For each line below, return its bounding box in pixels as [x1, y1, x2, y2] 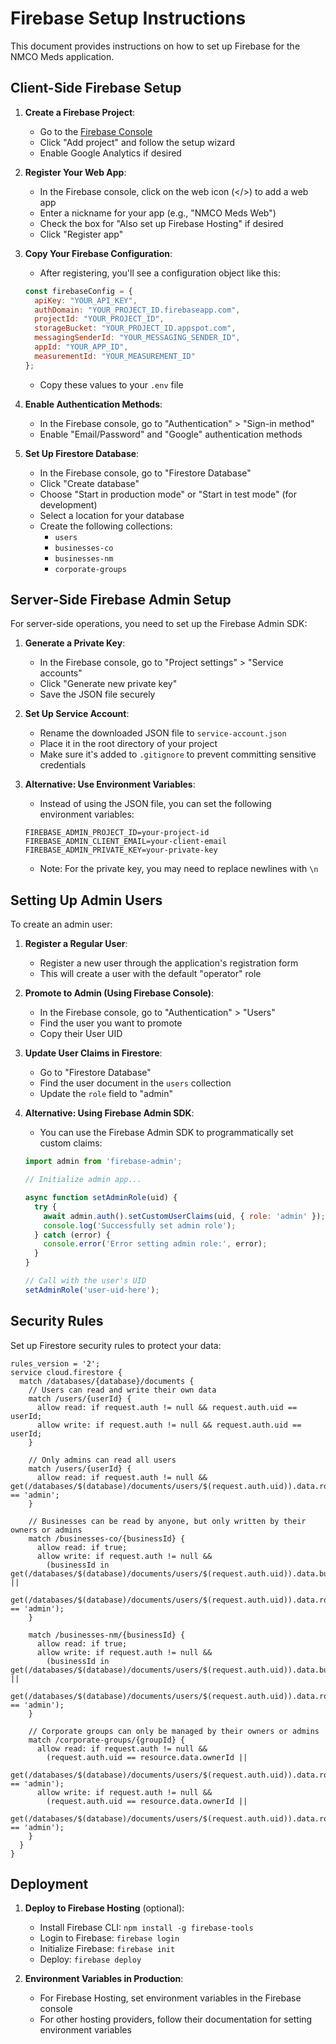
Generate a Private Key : [24, 637, 126, 649]
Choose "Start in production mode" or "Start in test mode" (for [39, 488, 297, 500]
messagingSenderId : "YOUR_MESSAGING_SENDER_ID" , [34, 333, 241, 343]
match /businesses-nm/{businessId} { [28, 1630, 186, 1640]
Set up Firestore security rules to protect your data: [10, 1339, 222, 1351]
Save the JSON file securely [39, 688, 156, 701]
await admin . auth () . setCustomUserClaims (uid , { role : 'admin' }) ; [43, 1211, 326, 1221]
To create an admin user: [10, 918, 113, 931]
